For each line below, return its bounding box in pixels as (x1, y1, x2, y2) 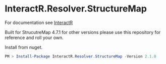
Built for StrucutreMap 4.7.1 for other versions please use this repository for (5, 29, 161, 35)
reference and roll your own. (5, 34, 64, 40)
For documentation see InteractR (5, 19, 73, 25)
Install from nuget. (5, 44, 43, 50)
